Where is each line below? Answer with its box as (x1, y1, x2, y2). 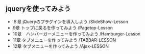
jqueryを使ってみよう (5, 4, 71, 13)
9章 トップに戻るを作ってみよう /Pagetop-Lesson (12, 25, 113, 30)
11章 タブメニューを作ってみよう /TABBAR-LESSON (12, 37, 116, 43)
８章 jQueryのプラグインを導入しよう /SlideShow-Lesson (12, 19, 128, 25)
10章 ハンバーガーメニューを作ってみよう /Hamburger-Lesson (12, 31, 141, 37)
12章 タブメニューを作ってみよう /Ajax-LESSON (12, 43, 109, 49)
